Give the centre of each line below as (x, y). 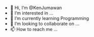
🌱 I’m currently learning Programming (50, 18)
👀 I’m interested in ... (32, 13)
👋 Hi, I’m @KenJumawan (36, 8)
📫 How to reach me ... (34, 29)
